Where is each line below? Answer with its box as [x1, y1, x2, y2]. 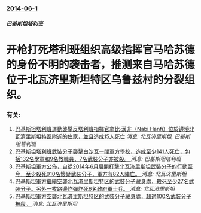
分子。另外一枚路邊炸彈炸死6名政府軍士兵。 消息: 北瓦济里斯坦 [20, 185, 175, 192]
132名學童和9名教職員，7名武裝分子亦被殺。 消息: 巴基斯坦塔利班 [20, 156, 181, 162]
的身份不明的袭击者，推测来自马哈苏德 [6, 58, 196, 71]
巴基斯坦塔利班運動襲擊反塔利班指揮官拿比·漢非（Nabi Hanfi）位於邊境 [14, 126, 190, 132]
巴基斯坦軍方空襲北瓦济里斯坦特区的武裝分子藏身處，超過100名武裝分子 [14, 193, 192, 200]
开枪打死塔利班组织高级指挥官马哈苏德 [6, 43, 196, 56]
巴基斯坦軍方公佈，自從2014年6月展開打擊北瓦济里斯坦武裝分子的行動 [14, 163, 188, 170]
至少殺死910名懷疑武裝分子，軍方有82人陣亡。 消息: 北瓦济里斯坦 [25, 171, 187, 177]
